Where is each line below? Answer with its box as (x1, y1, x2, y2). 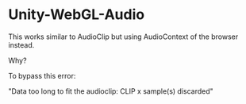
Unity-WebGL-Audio (8, 6, 145, 24)
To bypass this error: (8, 71, 76, 80)
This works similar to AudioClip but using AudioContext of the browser (8, 32, 239, 41)
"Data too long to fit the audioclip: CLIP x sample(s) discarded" (8, 86, 214, 96)
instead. (8, 40, 35, 49)
